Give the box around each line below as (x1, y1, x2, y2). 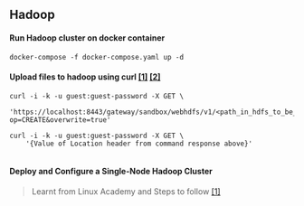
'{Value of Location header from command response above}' (25, 139, 253, 148)
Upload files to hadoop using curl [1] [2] (9, 71, 161, 82)
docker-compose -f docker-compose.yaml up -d (9, 52, 184, 61)
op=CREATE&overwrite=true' (9, 115, 111, 125)
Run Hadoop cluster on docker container (9, 32, 166, 43)
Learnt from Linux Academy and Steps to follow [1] (31, 186, 221, 197)
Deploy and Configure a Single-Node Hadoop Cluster (9, 166, 213, 177)
